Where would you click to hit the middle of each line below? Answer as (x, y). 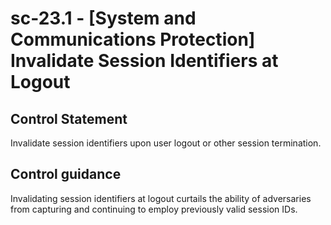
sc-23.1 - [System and (103, 18)
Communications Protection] (133, 39)
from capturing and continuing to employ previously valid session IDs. (154, 209)
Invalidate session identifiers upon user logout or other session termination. (166, 143)
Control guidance (66, 174)
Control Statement (69, 118)
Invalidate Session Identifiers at (144, 61)
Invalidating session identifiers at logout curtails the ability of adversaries (161, 198)
